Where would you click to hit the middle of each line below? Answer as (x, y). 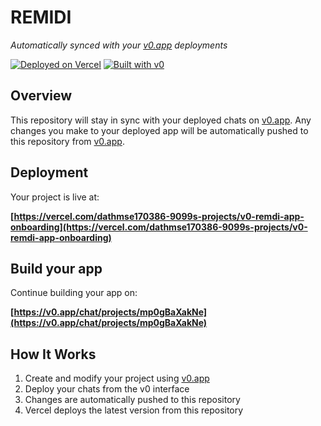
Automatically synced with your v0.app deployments (119, 45)
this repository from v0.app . (67, 141)
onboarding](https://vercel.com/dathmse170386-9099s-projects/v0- (159, 227)
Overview (41, 96)
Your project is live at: (55, 197)
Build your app (56, 268)
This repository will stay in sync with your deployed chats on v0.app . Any (161, 120)
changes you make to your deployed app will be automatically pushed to (159, 130)
